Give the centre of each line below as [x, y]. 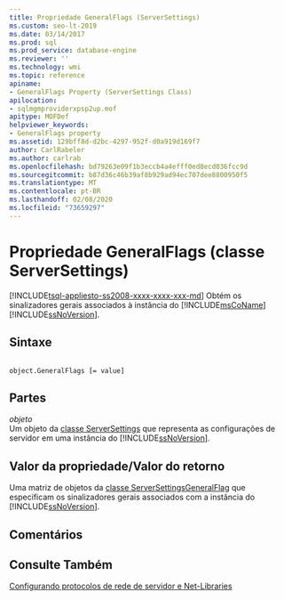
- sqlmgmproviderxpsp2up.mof [63, 109]
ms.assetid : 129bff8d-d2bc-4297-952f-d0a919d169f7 [105, 142]
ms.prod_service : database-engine [73, 51]
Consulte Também [61, 565]
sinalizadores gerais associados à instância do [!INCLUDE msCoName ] [138, 304]
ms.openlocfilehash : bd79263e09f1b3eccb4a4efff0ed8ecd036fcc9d [129, 166]
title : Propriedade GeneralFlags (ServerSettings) [105, 17]
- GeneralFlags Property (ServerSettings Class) [101, 92]
